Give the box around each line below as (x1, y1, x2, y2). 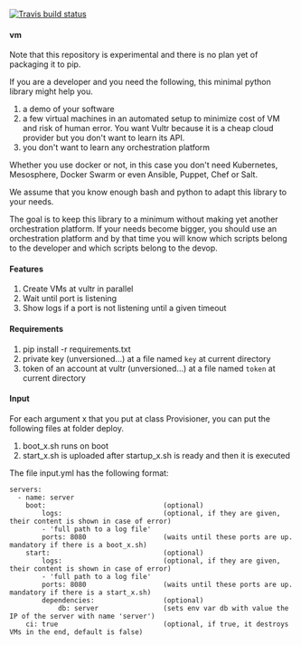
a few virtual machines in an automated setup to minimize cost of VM (22, 113, 280, 124)
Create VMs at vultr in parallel (22, 283, 134, 294)
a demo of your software (22, 104, 115, 115)
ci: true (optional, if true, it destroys (25, 620, 289, 629)
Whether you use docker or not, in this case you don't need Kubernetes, (9, 159, 278, 171)
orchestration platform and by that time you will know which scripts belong (9, 233, 287, 244)
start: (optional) (25, 548, 204, 557)
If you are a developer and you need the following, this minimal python (9, 77, 271, 88)
